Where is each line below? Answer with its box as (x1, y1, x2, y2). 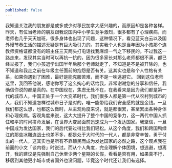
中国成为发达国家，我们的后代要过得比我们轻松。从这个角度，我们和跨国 (5, 125, 158, 131)
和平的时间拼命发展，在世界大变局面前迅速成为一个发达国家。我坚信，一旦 (9, 119, 167, 125)
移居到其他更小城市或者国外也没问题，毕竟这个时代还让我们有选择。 (5, 157, 149, 163)
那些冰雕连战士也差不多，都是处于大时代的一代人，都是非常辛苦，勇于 (14, 132, 162, 138)
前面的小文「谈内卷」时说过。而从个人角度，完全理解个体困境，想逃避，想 (5, 144, 162, 151)
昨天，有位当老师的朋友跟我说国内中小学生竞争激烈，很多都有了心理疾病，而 (5, 29, 167, 35)
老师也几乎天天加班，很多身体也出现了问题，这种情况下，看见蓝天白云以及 (5, 35, 162, 41)
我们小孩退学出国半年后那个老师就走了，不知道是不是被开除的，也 (27, 61, 167, 67)
